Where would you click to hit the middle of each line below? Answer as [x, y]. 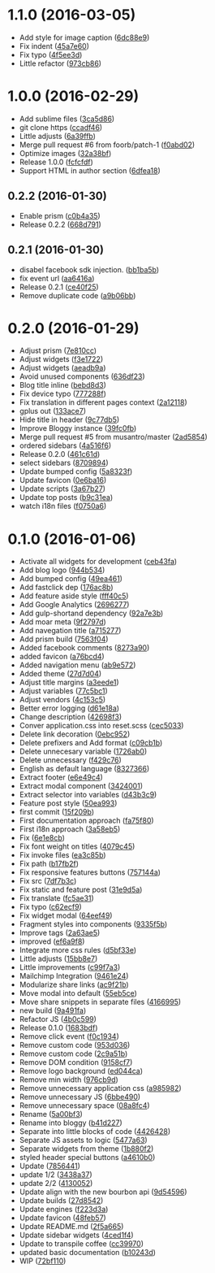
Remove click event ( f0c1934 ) [69, 1036]
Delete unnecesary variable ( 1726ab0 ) [83, 752]
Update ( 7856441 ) [49, 1166]
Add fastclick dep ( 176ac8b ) [67, 588]
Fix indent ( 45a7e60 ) [54, 46]
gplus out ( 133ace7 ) [53, 411]
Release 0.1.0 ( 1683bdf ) [58, 1028]
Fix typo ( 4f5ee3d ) [51, 54]
